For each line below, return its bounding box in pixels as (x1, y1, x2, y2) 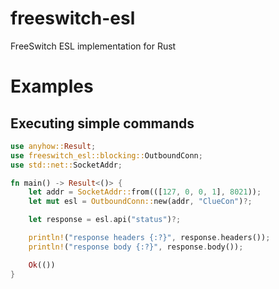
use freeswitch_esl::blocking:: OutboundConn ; (10, 150, 203, 161)
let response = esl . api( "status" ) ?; (28, 215, 182, 225)
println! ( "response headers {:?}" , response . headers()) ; (28, 233, 271, 243)
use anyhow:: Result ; (10, 141, 97, 151)
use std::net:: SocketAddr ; (10, 160, 123, 170)
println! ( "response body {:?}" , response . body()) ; (28, 242, 244, 252)
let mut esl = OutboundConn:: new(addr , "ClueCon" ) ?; (28, 197, 253, 207)
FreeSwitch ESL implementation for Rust (10, 40, 177, 52)
